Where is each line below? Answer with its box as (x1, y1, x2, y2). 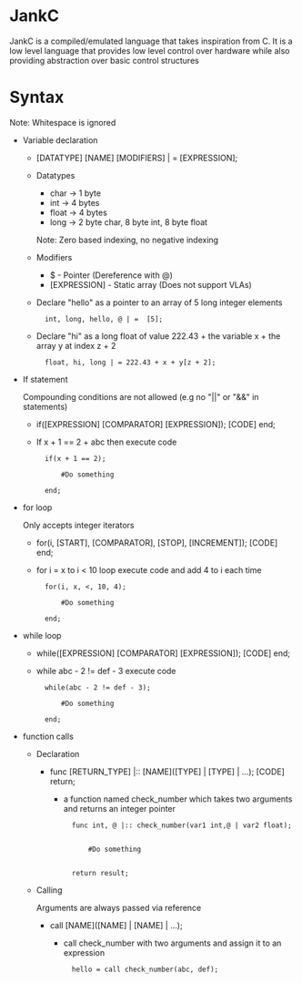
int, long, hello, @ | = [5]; (44, 314, 164, 323)
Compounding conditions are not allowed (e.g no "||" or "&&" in (22, 391, 259, 402)
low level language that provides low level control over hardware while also (9, 45, 290, 56)
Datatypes (35, 169, 75, 180)
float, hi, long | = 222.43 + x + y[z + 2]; (44, 357, 216, 367)
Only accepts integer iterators (22, 519, 135, 530)
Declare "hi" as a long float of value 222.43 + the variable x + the (35, 330, 281, 342)
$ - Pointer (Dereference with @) (49, 270, 173, 281)
